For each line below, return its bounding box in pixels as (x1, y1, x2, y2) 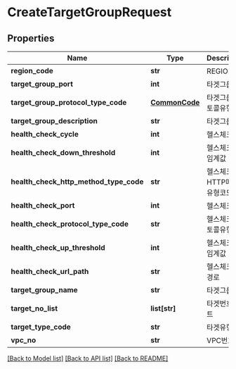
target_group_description (11, 116, 98, 125)
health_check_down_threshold (11, 148, 116, 157)
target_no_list (11, 304, 58, 313)
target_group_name (11, 285, 79, 294)
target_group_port (11, 79, 74, 89)
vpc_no (11, 335, 37, 345)
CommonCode (150, 98, 200, 107)
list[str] (150, 304, 176, 313)
